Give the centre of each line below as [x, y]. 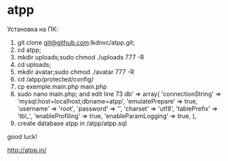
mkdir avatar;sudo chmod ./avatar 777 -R [76, 72]
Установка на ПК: [33, 29]
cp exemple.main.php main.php [62, 86]
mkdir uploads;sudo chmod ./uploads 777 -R [80, 57]
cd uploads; [34, 64]
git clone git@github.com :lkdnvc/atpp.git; [76, 42]
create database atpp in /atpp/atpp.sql [72, 123]
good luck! [22, 136]
